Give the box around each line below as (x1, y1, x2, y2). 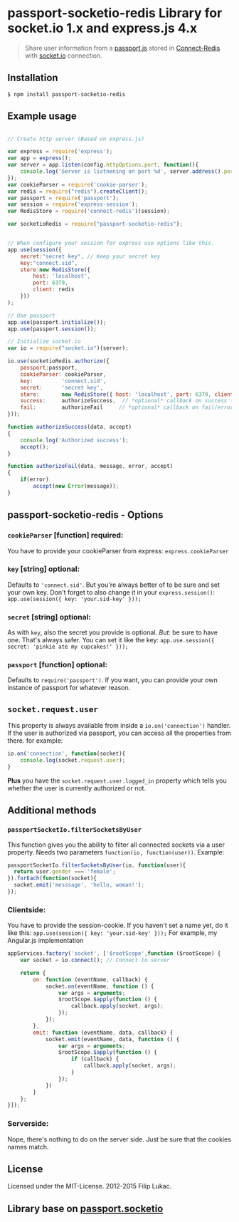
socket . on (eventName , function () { (45, 983, 154, 990)
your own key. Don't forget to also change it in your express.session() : (7, 587, 216, 596)
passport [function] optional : (7, 660, 108, 670)
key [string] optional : (7, 564, 80, 574)
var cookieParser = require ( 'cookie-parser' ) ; (7, 181, 148, 188)
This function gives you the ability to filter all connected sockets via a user (7, 840, 225, 849)
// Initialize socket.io (7, 338, 81, 345)
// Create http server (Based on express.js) (7, 135, 144, 142)
